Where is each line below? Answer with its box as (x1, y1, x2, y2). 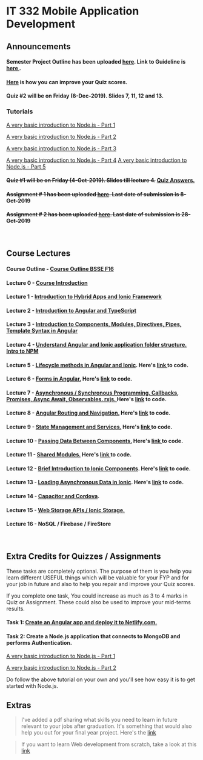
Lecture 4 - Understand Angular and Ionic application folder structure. (6, 341, 187, 348)
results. (6, 605, 25, 612)
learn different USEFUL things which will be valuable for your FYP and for (6, 574, 189, 581)
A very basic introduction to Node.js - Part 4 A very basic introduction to (6, 156, 187, 164)
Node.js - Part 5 (6, 162, 46, 170)
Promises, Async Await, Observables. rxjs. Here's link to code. (6, 395, 167, 402)
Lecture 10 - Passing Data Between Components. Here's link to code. (6, 437, 184, 444)
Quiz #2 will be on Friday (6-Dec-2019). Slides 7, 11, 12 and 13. (6, 92, 164, 99)
